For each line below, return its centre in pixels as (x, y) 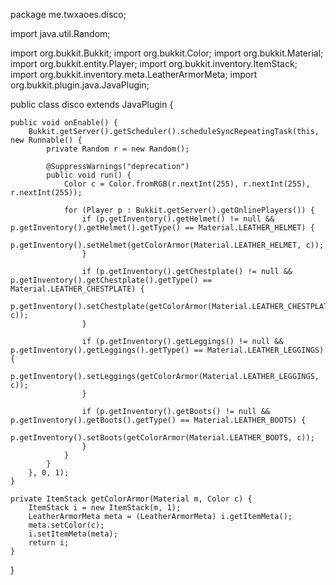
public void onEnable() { (64, 123)
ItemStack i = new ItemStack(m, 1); (105, 508)
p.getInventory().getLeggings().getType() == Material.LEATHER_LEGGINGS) (167, 350)
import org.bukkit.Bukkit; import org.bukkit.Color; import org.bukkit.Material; (167, 53)
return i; (49, 543)
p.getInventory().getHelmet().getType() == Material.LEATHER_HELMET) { (162, 228)
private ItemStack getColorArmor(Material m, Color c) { (131, 499)
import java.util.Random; (60, 33)
